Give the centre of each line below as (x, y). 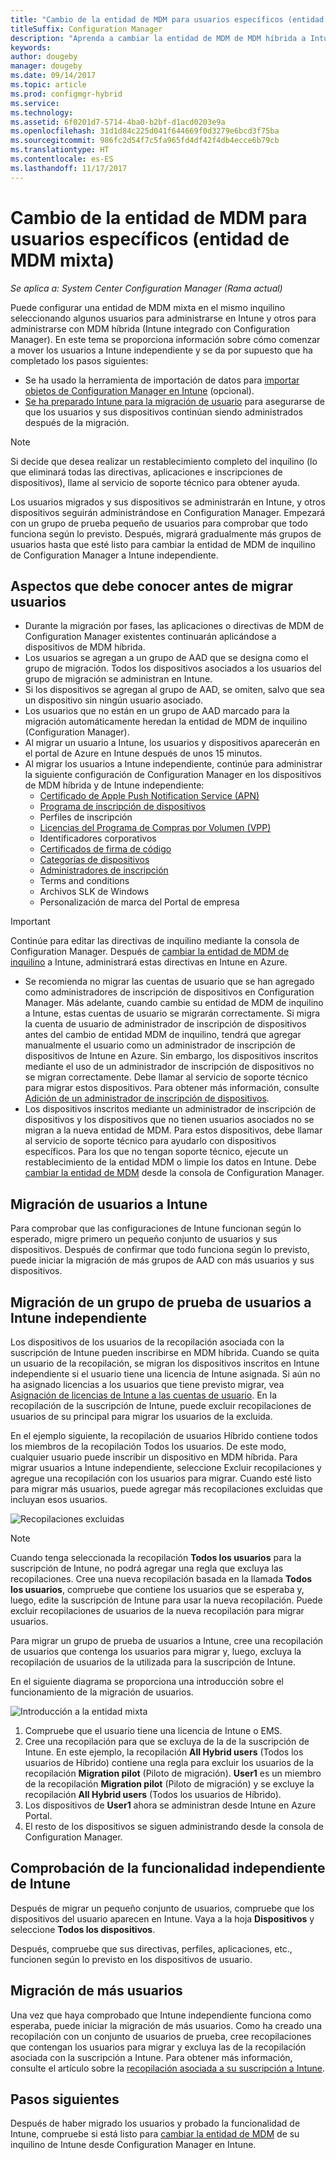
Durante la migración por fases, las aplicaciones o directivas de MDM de (174, 626)
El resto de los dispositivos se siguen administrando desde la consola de (174, 1826)
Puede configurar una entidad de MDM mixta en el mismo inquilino (148, 307)
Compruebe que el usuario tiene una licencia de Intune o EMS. (153, 1730)
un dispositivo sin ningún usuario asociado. (114, 700)
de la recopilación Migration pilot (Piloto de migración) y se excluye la (169, 1784)
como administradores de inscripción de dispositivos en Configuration (169, 992)
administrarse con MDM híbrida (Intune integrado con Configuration (150, 328)
